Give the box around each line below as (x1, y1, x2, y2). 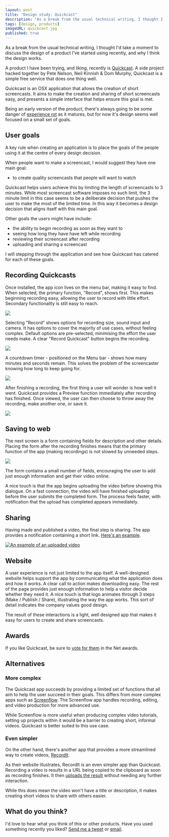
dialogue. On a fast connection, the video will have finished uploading (5, 488, 150, 494)
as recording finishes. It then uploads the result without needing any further (5, 772, 162, 778)
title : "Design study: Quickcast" (5, 12, 78, 17)
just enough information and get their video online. (5, 473, 110, 479)
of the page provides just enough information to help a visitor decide (5, 586, 147, 592)
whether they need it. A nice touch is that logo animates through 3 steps (5, 592, 155, 598)
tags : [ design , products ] (5, 21, 59, 27)
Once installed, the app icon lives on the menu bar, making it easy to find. (5, 284, 157, 290)
